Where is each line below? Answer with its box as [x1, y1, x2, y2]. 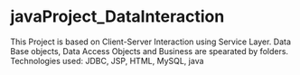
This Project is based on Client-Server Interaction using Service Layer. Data [10, 36, 292, 47]
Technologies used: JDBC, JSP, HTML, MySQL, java [10, 55, 204, 66]
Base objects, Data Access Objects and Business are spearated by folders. [10, 45, 288, 56]
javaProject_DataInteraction [10, 6, 225, 27]
